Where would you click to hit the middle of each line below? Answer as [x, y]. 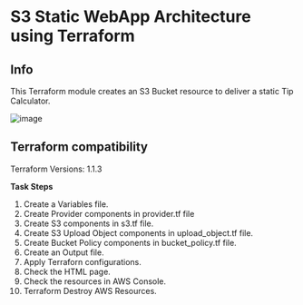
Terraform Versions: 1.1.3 [56, 169]
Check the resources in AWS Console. [95, 281]
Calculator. [30, 101]
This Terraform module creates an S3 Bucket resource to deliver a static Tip [152, 91]
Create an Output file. [64, 252]
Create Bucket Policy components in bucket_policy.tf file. [130, 242]
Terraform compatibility [79, 147]
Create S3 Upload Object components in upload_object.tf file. [138, 232]
